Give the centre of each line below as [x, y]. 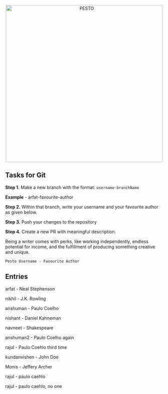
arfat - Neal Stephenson [30, 288]
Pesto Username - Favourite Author [42, 261]
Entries [17, 277]
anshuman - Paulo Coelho [32, 308]
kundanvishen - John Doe [32, 357]
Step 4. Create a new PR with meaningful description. [61, 232]
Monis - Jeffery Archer [29, 366]
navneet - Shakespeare [29, 328]
